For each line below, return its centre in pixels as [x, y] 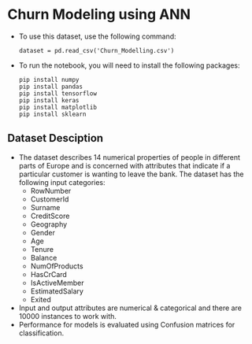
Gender [43, 232]
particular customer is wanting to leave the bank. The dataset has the [131, 174]
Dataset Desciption [56, 138]
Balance [44, 257]
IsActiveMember [57, 283]
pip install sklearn [52, 114]
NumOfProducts [57, 266]
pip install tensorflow [58, 93]
